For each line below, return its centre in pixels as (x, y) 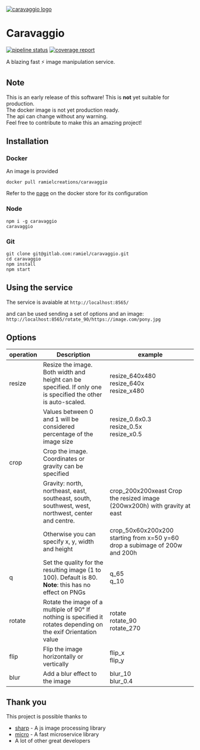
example (150, 354)
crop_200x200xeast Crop (146, 491)
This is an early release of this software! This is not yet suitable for (88, 97)
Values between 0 (68, 411)
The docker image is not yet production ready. (63, 110)
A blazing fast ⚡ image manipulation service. (61, 62)
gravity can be (63, 466)
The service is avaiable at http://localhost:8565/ (68, 302)
